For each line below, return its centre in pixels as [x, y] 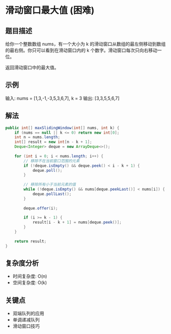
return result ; [31, 241]
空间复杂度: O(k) [30, 283]
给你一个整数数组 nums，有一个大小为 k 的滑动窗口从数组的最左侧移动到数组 [85, 44]
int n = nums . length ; [37, 137]
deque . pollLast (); [52, 194]
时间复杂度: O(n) [30, 276]
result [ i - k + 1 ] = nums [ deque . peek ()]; [77, 222]
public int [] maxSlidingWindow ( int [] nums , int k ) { [62, 128]
